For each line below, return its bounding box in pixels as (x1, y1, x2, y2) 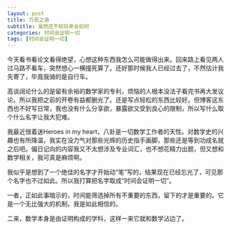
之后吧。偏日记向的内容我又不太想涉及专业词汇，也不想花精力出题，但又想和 (7, 145, 224, 153)
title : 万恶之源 (7, 17, 49, 23)
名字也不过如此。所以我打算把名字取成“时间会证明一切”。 (12, 177, 175, 185)
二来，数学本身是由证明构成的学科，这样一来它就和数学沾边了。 (7, 215, 188, 223)
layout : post (7, 10, 45, 17)
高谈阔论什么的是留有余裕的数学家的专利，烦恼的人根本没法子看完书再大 (7, 87, 212, 96)
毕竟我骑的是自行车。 (30, 73, 91, 81)
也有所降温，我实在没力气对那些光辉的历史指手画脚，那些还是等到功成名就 (12, 136, 224, 144)
